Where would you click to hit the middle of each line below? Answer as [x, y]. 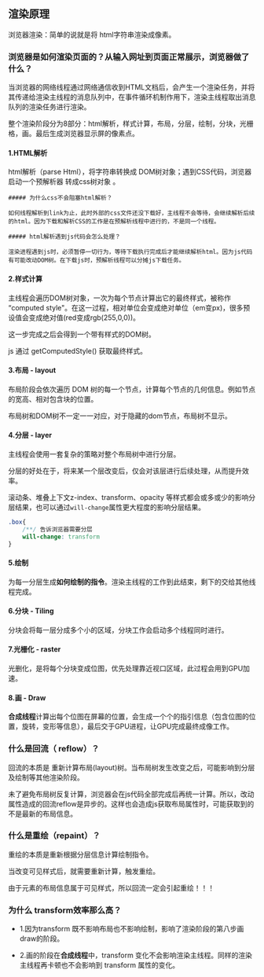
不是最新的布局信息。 [42, 814]
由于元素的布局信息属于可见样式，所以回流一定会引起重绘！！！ [111, 887]
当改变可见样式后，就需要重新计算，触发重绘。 [84, 871]
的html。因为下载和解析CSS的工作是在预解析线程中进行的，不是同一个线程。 [114, 222]
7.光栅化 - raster [35, 649]
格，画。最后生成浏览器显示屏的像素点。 [73, 134]
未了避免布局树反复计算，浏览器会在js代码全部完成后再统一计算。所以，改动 [131, 794]
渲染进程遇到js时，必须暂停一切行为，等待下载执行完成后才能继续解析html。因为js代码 [130, 252]
